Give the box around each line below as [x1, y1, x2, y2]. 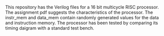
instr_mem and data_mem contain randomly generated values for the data [5, 15, 159, 20]
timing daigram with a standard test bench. [5, 25, 94, 31]
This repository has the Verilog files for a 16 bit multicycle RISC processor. [5, 4, 159, 10]
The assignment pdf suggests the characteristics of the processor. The [5, 9, 153, 15]
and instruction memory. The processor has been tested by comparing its [5, 20, 158, 26]
